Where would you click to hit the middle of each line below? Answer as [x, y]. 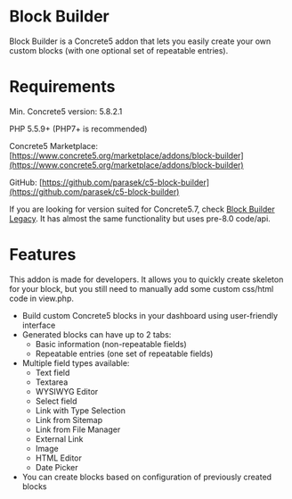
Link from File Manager [78, 429]
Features [43, 255]
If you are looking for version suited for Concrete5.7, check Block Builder [142, 209]
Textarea [52, 382]
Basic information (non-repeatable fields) [111, 344]
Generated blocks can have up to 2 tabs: [97, 334]
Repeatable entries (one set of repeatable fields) [124, 353]
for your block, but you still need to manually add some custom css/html [142, 288]
